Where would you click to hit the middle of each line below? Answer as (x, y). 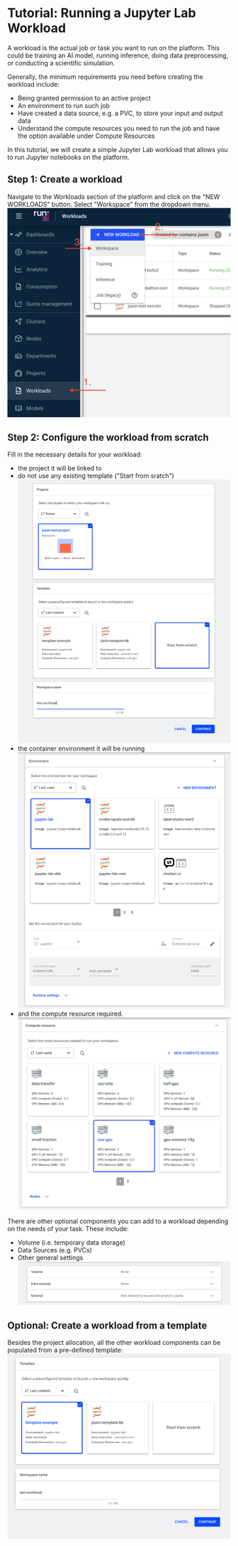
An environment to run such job (63, 105)
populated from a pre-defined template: (65, 1350)
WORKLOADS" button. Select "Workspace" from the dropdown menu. (109, 204)
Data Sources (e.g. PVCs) (55, 1250)
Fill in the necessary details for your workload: (75, 455)
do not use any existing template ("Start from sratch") (96, 476)
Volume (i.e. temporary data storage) (72, 1242)
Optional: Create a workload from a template (107, 1325)
